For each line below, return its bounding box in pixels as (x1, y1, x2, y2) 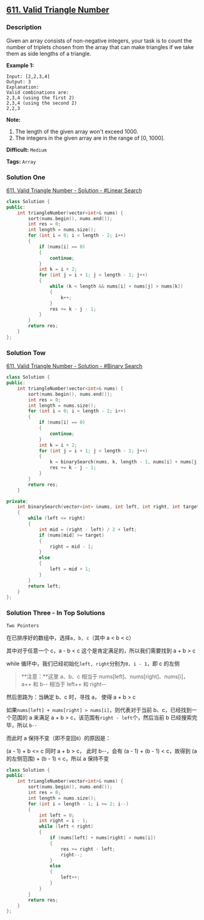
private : (6, 498, 29, 504)
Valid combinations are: (6, 89, 69, 95)
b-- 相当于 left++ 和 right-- (39, 680, 107, 688)
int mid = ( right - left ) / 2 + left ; (38, 526, 137, 533)
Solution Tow (6, 348, 46, 357)
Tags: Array (6, 157, 36, 165)
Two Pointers (6, 623, 39, 629)
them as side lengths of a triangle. (6, 50, 92, 57)
